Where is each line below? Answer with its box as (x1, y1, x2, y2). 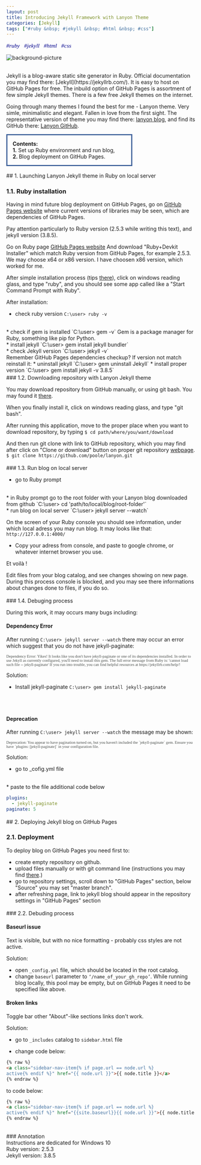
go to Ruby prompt (14, 476, 62, 483)
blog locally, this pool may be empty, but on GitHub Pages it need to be (14, 979, 191, 986)
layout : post (6, 8, 39, 15)
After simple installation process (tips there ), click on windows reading (6, 274, 180, 282)
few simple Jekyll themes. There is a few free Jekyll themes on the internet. (6, 91, 193, 99)
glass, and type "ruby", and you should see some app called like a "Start (6, 280, 185, 288)
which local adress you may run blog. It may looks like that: (6, 525, 152, 532)
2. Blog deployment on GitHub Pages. (13, 153, 106, 160)
